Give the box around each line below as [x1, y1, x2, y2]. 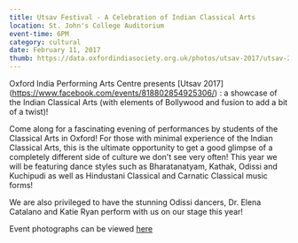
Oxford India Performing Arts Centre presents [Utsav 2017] [9, 79, 224, 88]
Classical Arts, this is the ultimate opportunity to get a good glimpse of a [9, 142, 273, 153]
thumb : [9, 54, 34, 63]
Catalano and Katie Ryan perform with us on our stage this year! [9, 207, 244, 216]
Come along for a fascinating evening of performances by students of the [9, 124, 278, 133]
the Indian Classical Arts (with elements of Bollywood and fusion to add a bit [9, 97, 288, 107]
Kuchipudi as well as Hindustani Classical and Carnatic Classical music [9, 171, 269, 181]
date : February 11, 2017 [9, 46, 101, 55]
